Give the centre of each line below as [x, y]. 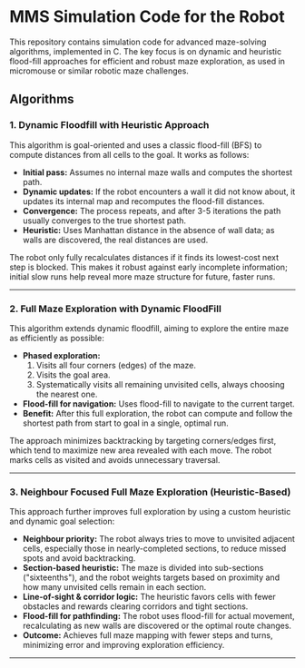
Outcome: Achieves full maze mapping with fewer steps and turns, [148, 635]
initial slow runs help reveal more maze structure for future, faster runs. [143, 276]
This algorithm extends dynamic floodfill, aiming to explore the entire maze [149, 328]
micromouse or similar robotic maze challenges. [99, 71]
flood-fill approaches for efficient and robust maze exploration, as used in [148, 61]
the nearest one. [67, 394]
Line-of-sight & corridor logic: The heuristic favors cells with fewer [149, 597]
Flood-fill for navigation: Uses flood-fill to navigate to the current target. [158, 403]
